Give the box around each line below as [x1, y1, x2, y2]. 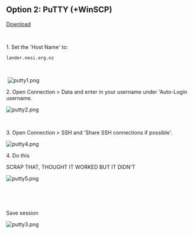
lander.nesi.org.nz [6, 55, 54, 61]
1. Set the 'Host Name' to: [6, 43, 68, 50]
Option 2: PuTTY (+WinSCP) [6, 5, 112, 15]
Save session [6, 209, 38, 216]
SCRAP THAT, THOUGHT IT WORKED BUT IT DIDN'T [6, 163, 136, 171]
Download [6, 20, 31, 27]
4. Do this [6, 152, 30, 159]
